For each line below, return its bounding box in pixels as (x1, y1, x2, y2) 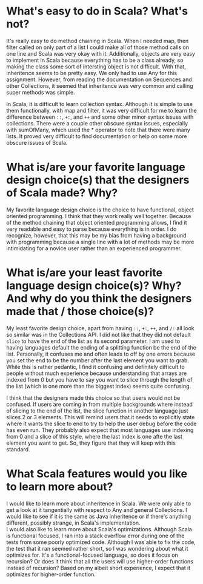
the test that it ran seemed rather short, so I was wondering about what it (6, 545, 189, 552)
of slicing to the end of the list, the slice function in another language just (6, 407, 189, 414)
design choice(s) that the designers (6, 173, 190, 187)
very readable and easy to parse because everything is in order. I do (6, 225, 177, 233)
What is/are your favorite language (6, 161, 186, 174)
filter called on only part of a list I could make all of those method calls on (6, 44, 190, 51)
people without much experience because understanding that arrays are (6, 370, 187, 377)
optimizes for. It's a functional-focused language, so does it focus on (6, 551, 179, 559)
